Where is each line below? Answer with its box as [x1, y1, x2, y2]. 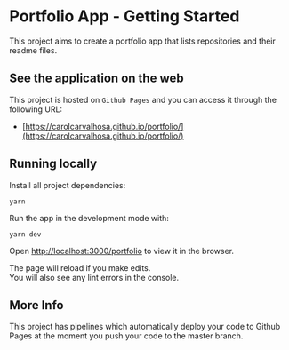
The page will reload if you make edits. [9, 262, 151, 273]
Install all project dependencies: [9, 179, 126, 190]
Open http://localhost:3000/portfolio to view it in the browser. [9, 245, 234, 256]
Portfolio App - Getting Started [9, 6, 240, 27]
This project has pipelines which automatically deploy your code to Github [9, 322, 281, 332]
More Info [9, 298, 64, 313]
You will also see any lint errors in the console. [9, 272, 180, 282]
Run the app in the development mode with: [9, 212, 169, 223]
